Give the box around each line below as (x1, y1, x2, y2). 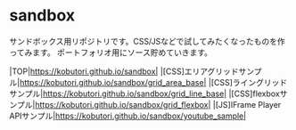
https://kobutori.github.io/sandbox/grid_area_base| (19, 77, 207, 87)
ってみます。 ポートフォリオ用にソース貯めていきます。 (9, 46, 212, 58)
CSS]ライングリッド (213, 77, 288, 87)
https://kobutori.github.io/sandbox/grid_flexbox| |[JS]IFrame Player (35, 99, 282, 110)
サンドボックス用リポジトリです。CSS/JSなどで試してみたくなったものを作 (9, 36, 285, 46)
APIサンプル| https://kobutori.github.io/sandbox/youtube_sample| (9, 110, 247, 121)
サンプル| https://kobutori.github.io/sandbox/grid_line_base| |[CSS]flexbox (9, 88, 281, 99)
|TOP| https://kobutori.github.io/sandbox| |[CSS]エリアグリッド (9, 66, 239, 77)
